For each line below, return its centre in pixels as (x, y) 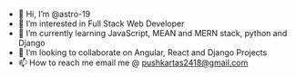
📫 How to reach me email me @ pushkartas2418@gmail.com (133, 63)
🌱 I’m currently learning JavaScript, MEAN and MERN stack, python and (153, 33)
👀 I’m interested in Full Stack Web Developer (101, 24)
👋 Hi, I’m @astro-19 (54, 14)
